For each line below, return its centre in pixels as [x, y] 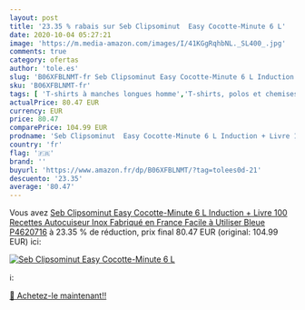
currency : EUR [36, 111]
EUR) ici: [25, 242]
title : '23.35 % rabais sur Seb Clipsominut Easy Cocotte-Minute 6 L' [148, 26]
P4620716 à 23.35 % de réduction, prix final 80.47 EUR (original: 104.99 [144, 232]
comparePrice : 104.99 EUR [58, 128]
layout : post [34, 18]
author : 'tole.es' [44, 69]
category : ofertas [44, 60]
